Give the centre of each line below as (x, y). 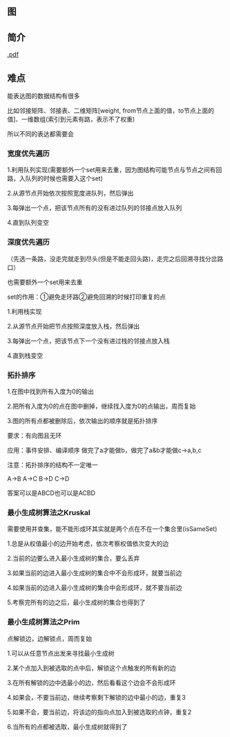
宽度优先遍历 (29, 153)
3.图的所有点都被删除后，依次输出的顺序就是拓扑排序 (83, 420)
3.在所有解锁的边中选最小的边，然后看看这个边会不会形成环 (92, 682)
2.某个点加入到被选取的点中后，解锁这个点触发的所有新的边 (92, 668)
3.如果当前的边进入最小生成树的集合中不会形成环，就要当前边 (95, 573)
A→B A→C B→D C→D (38, 478)
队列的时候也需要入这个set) (64, 178)
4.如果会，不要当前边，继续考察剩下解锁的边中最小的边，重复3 (97, 697)
